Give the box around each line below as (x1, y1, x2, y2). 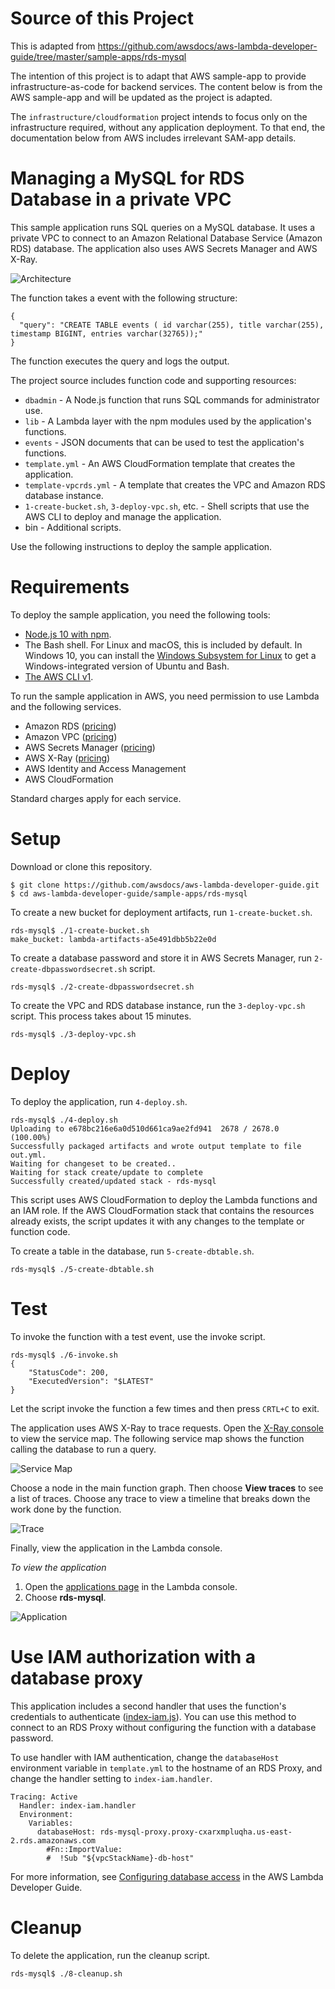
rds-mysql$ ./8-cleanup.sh (10, 1968, 123, 1979)
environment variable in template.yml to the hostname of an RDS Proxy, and (10, 1762, 323, 1774)
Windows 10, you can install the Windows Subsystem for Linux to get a (24, 649, 317, 661)
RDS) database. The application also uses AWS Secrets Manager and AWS (10, 242, 318, 254)
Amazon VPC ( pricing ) (24, 730, 118, 742)
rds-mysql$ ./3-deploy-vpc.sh (10, 1029, 137, 1039)
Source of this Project (10, 7, 195, 30)
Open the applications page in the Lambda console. (24, 1580, 238, 1592)
